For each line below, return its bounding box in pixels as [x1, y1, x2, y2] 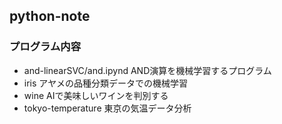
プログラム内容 [9, 40, 82, 54]
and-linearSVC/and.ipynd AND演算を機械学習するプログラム [23, 64, 272, 76]
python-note [9, 8, 91, 25]
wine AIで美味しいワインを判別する [23, 89, 169, 101]
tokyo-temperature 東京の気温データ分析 [23, 102, 192, 114]
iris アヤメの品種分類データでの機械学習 [23, 77, 189, 89]
